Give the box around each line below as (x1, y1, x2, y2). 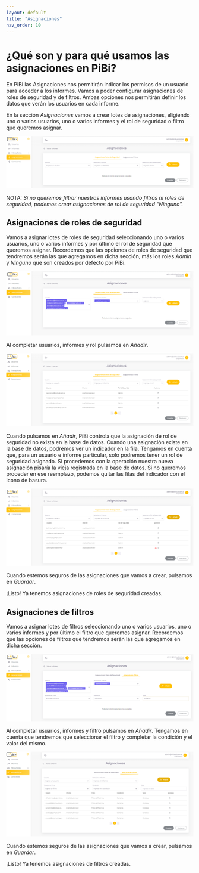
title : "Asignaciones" (6, 16, 62, 22)
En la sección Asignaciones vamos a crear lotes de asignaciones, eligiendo (6, 112, 190, 119)
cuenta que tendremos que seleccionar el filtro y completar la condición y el (6, 733, 192, 741)
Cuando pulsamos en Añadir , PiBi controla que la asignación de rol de (6, 432, 177, 439)
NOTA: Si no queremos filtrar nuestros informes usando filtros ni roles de (6, 194, 185, 202)
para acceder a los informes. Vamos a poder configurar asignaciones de (6, 87, 184, 95)
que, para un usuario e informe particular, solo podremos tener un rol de (6, 451, 183, 459)
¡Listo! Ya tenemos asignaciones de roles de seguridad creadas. (6, 590, 163, 597)
